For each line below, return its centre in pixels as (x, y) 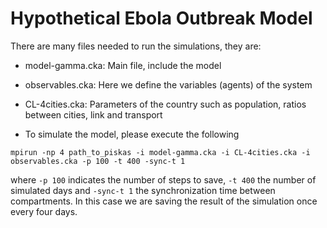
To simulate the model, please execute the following (132, 134)
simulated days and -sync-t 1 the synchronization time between (143, 190)
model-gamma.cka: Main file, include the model (123, 65)
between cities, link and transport (93, 114)
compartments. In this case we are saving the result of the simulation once (164, 201)
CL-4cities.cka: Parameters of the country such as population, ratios (165, 104)
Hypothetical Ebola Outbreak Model (161, 18)
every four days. (44, 211)
